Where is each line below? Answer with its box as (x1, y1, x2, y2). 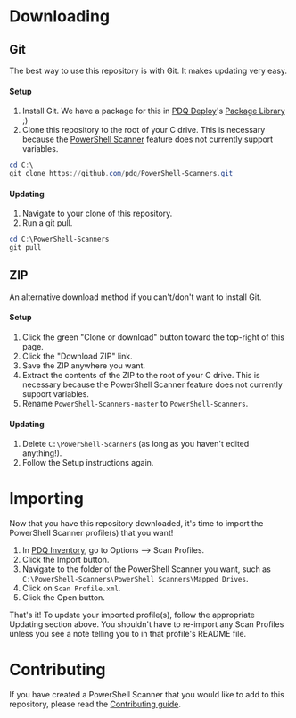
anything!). (21, 448, 62, 458)
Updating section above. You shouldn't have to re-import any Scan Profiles (9, 619, 284, 630)
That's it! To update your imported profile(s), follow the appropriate (9, 609, 256, 621)
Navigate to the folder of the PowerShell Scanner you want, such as (21, 564, 272, 574)
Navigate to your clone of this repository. (21, 208, 173, 219)
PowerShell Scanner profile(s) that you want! (9, 528, 174, 539)
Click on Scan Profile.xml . (21, 582, 121, 594)
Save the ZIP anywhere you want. (21, 359, 145, 371)
